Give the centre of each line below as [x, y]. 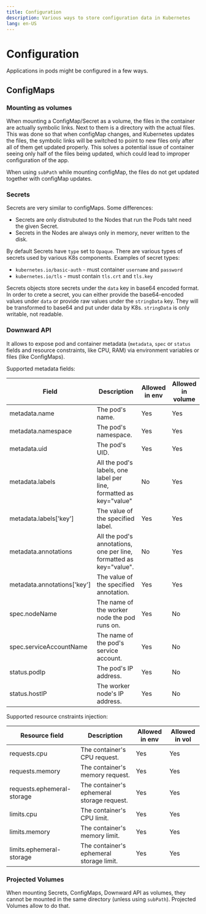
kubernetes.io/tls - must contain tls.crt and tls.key [84, 276]
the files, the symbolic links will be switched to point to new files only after [100, 141]
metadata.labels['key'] [42, 518]
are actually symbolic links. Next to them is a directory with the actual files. [101, 127]
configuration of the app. [38, 160]
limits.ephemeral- [35, 850]
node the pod [116, 617]
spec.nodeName [33, 614]
